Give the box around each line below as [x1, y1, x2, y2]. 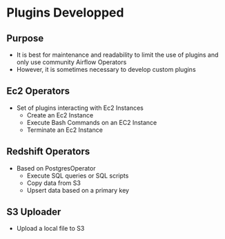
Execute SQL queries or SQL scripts [26, 171, 129, 180]
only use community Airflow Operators [16, 58, 127, 66]
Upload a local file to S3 [16, 224, 85, 233]
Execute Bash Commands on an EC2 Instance [26, 118, 157, 126]
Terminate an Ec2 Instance [26, 126, 103, 134]
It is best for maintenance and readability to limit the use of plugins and [16, 50, 219, 59]
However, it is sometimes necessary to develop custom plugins [16, 66, 196, 73]
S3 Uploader [6, 206, 61, 218]
